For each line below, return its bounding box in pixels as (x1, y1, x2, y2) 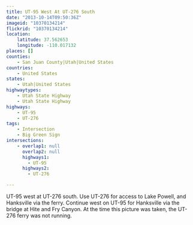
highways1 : (22, 154, 50, 160)
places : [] (6, 48, 34, 54)
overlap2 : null (22, 149, 61, 155)
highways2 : (22, 165, 50, 171)
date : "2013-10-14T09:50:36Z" (6, 14, 82, 20)
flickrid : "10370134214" (6, 25, 68, 32)
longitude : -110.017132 (17, 43, 77, 49)
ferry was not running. (17, 212, 72, 219)
